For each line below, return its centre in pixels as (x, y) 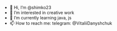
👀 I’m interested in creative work (42, 13)
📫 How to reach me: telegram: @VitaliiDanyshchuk (61, 23)
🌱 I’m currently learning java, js (41, 18)
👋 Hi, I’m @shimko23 (30, 8)
